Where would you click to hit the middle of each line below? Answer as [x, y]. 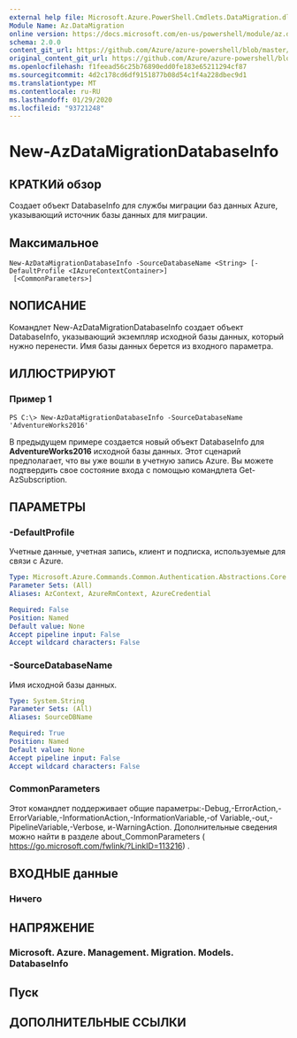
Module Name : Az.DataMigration [67, 26]
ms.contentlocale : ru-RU [55, 91]
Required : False [39, 609]
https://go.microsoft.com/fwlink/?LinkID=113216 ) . [99, 846]
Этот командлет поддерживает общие [82, 808]
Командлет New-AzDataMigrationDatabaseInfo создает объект [126, 327]
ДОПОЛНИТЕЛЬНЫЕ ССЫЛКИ [98, 1023]
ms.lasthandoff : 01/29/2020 [61, 100]
